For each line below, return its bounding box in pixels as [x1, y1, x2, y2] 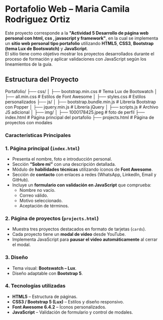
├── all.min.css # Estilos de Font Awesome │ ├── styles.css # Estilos [5, 93, 146, 99]
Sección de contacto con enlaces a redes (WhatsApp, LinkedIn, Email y [12, 171, 157, 177]
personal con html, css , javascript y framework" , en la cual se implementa [5, 35, 159, 41]
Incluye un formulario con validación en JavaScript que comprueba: [12, 182, 151, 188]
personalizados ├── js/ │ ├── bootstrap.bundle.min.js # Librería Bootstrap [5, 99, 156, 105]
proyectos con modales [5, 119, 53, 125]
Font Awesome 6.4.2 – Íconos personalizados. [12, 304, 106, 310]
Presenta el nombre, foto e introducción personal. [12, 156, 112, 162]
